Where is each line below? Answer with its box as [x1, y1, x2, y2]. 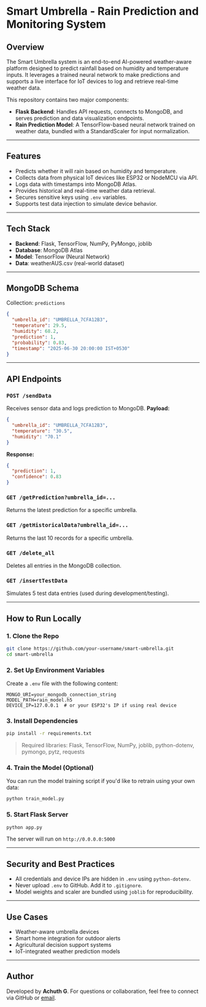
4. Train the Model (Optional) [6, 763, 94, 772]
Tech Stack [6, 224, 50, 234]
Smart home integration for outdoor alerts [15, 935, 121, 942]
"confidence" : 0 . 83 [12, 474, 62, 480]
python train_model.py [6, 796, 64, 802]
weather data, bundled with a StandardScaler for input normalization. [15, 128, 190, 134]
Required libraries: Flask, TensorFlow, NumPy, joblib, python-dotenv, [21, 742, 195, 749]
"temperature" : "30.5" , [12, 428, 72, 434]
